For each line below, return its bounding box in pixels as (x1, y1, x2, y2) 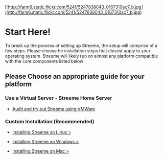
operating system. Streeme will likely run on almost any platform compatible (5, 53, 158, 59)
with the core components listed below (5, 58, 84, 64)
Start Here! (5, 26, 51, 38)
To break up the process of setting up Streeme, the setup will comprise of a (5, 43, 158, 48)
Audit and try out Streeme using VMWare (12, 106, 95, 112)
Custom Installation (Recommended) (5, 118, 94, 125)
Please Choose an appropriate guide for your (5, 72, 145, 81)
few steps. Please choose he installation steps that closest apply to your (5, 47, 151, 53)
